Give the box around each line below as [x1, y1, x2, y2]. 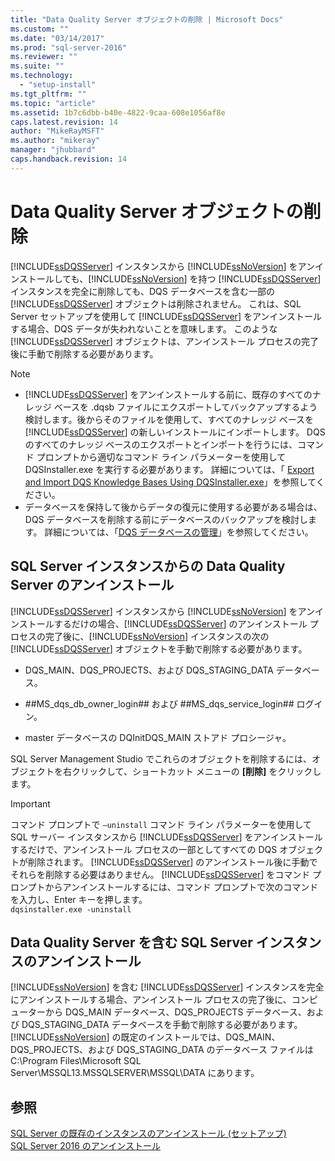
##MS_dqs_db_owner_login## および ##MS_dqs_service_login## [24, 697, 295, 710]
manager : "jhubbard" [10, 145, 97, 155]
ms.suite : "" [10, 61, 65, 71]
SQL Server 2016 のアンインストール [10, 1140, 161, 1152]
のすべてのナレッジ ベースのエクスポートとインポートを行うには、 [24, 438, 298, 450]
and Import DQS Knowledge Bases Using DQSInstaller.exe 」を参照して [24, 476, 317, 488]
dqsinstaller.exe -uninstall [10, 904, 132, 915]
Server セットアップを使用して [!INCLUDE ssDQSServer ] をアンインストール [10, 310, 323, 322]
